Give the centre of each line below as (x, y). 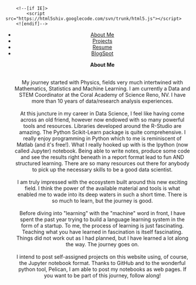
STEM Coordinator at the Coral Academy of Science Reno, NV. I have (102, 95)
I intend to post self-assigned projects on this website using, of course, (102, 257)
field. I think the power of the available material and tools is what (102, 188)
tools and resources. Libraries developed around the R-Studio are (102, 126)
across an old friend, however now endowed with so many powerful (102, 120)
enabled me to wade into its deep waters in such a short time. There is (102, 194)
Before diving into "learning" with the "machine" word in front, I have (102, 213)
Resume (102, 47)
